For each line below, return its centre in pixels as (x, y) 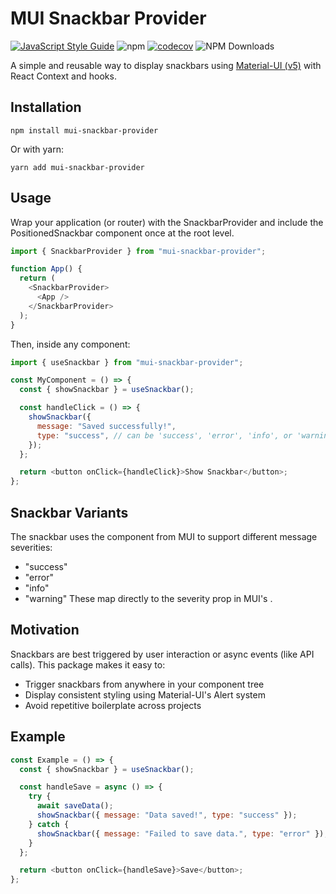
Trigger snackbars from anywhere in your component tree (144, 684)
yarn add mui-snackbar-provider (77, 167)
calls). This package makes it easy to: (88, 664)
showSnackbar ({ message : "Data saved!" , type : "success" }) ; (167, 815)
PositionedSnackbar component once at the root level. (122, 233)
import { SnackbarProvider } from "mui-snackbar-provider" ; (138, 251)
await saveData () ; (75, 806)
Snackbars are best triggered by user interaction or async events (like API (162, 654)
